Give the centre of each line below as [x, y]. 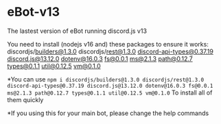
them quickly [25, 99]
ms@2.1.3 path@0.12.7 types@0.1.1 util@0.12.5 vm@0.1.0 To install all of [110, 92]
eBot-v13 [34, 12]
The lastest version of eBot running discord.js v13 [77, 31]
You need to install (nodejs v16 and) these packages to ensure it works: [108, 44]
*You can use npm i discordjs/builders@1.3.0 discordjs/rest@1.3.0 [106, 79]
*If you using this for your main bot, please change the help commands [108, 113]
